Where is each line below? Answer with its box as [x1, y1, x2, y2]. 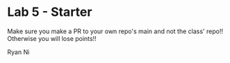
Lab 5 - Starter [7, 4, 92, 20]
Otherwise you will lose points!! [7, 34, 97, 42]
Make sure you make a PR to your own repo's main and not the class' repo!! [7, 27, 224, 35]
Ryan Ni [7, 48, 30, 56]
